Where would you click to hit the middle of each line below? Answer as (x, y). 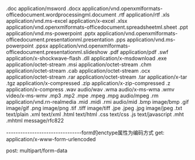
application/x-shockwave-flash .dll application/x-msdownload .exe (86, 58)
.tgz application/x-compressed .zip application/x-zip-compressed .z (88, 83)
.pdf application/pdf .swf (138, 52)
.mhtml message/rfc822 (35, 120)
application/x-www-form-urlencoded (51, 139)
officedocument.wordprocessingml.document (61, 15)
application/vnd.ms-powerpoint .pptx (51, 33)
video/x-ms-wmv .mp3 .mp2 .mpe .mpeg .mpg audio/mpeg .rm (83, 96)
